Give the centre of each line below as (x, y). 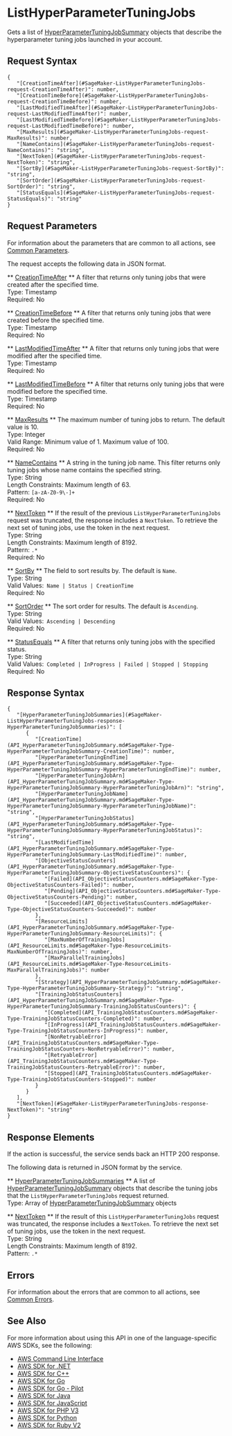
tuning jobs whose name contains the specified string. (84, 469)
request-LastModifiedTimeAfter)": (57, 114)
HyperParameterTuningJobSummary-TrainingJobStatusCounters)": (99, 1007)
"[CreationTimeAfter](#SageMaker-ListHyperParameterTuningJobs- (111, 83)
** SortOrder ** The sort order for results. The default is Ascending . (103, 606)
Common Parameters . (38, 250)
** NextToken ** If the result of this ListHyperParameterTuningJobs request (113, 1217)
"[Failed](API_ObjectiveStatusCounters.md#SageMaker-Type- (131, 879)
